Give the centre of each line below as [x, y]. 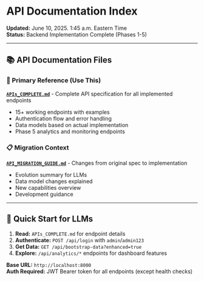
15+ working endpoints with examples [63, 112]
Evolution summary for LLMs [51, 175]
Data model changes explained [54, 181]
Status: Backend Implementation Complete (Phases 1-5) [77, 34]
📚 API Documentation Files [59, 60]
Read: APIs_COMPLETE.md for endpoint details [70, 234]
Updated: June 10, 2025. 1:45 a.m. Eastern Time [67, 28]
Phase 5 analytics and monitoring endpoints [70, 131]
